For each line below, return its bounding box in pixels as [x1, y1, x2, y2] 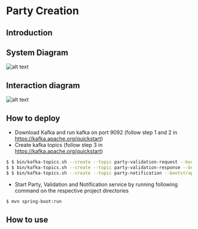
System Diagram [6, 47, 69, 57]
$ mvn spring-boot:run [6, 198, 62, 204]
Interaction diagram [6, 80, 81, 90]
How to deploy [6, 113, 61, 123]
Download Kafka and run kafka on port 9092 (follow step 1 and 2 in [14, 129, 178, 136]
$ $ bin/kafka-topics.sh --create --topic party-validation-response [6, 164, 181, 171]
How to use [6, 214, 48, 225]
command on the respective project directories [14, 187, 129, 194]
